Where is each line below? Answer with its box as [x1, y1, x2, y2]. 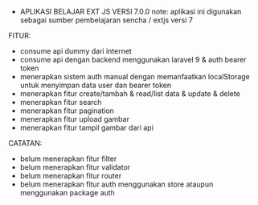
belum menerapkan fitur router [19, 171, 122, 180]
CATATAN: [8, 139, 43, 147]
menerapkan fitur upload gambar [19, 115, 130, 123]
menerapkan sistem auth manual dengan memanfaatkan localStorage [19, 72, 251, 81]
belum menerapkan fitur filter [19, 154, 117, 163]
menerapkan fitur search [19, 98, 102, 107]
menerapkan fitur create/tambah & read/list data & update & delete [19, 89, 241, 98]
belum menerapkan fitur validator [19, 163, 131, 171]
